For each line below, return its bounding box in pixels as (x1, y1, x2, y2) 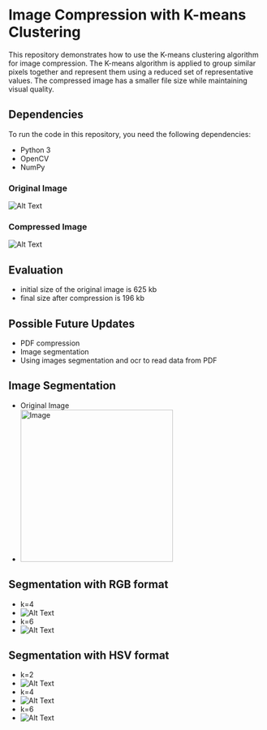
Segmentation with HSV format (8, 648, 170, 662)
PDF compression (19, 338, 80, 348)
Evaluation (8, 263, 63, 277)
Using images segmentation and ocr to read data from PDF (19, 355, 217, 365)
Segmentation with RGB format (8, 578, 169, 591)
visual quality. (8, 84, 54, 94)
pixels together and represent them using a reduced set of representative (8, 67, 254, 76)
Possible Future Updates (8, 316, 136, 330)
